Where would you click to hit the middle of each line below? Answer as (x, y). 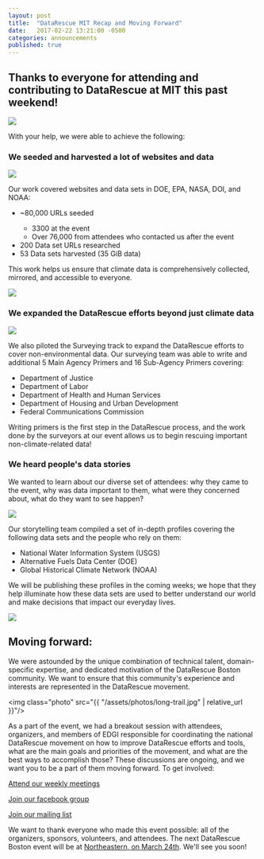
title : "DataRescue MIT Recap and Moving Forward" (95, 23)
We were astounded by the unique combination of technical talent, (117, 661)
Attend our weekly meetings (54, 783)
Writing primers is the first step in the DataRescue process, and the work (127, 427)
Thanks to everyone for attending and (103, 78)
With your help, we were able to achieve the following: (97, 136)
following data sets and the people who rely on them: (95, 537)
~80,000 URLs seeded (56, 213)
